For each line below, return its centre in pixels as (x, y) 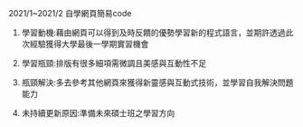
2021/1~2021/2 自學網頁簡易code (70, 13)
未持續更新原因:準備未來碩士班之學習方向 (98, 113)
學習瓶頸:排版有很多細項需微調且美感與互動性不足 (114, 63)
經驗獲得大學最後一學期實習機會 (89, 44)
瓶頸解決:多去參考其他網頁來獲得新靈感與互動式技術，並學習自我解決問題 (157, 83)
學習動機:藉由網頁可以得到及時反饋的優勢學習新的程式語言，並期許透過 (153, 33)
